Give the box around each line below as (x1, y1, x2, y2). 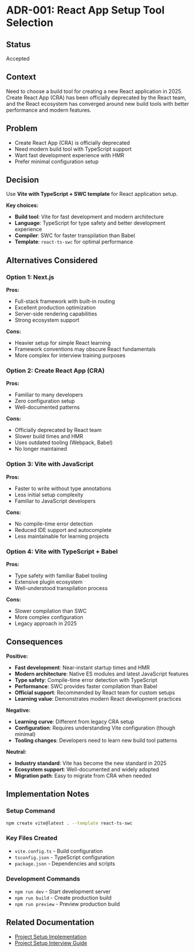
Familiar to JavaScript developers (14, 497, 96, 504)
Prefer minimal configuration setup (14, 158, 99, 165)
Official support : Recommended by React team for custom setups (14, 689, 175, 696)
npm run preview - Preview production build (14, 900, 120, 907)
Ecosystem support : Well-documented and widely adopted (14, 765, 160, 773)
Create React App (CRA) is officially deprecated (14, 139, 130, 146)
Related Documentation (6, 917, 95, 927)
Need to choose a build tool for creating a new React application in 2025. (6, 88, 183, 95)
